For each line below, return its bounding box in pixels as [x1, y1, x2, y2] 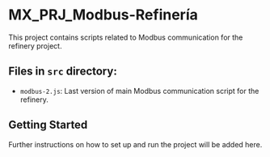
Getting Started [8, 118, 88, 132]
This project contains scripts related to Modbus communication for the [8, 32, 243, 42]
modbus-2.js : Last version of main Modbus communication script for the [19, 86, 259, 95]
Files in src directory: [8, 65, 117, 78]
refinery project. [8, 40, 62, 50]
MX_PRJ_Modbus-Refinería [8, 6, 198, 24]
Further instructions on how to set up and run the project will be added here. [8, 139, 263, 149]
